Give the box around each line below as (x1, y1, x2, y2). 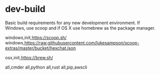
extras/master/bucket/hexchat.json (5, 45, 76, 51)
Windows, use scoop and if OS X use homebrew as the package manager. (5, 25, 156, 31)
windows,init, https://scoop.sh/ (5, 35, 67, 40)
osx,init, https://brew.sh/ (5, 54, 53, 60)
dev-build (5, 3, 46, 15)
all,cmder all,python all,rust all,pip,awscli (5, 64, 88, 70)
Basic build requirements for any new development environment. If (5, 20, 140, 26)
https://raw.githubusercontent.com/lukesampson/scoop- (24, 39, 139, 45)
